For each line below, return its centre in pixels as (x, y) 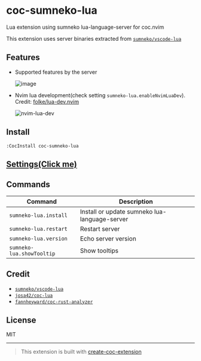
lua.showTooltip (32, 253)
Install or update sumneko (116, 212)
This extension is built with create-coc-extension (81, 352)
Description (136, 201)
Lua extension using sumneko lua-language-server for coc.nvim (85, 27)
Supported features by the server (56, 72)
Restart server (100, 228)
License (21, 320)
